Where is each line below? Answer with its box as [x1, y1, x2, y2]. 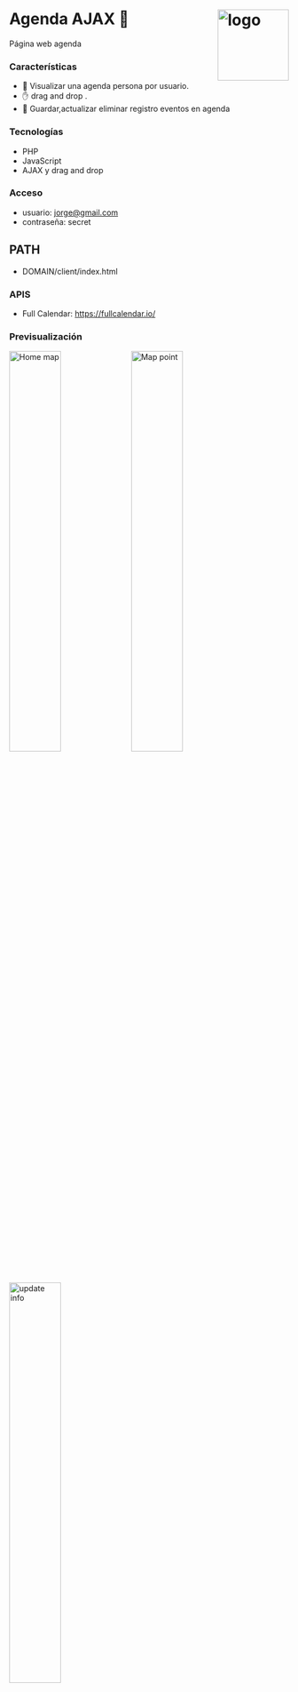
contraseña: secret [21, 216, 91, 227]
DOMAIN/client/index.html [21, 266, 118, 276]
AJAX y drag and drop [21, 164, 104, 175]
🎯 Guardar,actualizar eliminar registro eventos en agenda [21, 103, 231, 115]
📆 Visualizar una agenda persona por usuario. [21, 81, 189, 92]
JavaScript [21, 156, 62, 166]
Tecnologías [9, 125, 64, 138]
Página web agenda [9, 38, 82, 49]
